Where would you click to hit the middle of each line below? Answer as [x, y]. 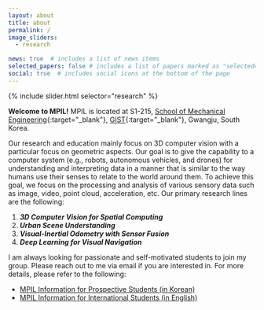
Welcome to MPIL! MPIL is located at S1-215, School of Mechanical [117, 111]
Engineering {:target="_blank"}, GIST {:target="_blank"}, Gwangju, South [124, 120]
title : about [29, 23]
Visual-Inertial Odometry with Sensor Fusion [94, 234]
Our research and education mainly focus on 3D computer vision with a [123, 143]
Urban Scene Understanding [67, 225]
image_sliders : [33, 37]
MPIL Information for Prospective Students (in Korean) [107, 289]
